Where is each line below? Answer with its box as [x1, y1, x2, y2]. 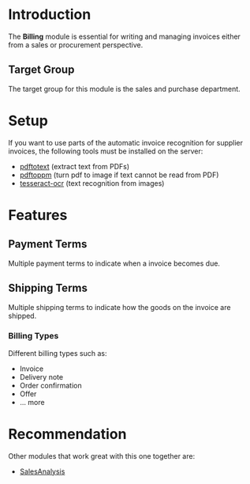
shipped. [8, 311, 37, 320]
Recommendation [8, 425, 127, 443]
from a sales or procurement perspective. [8, 40, 144, 49]
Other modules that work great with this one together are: [8, 451, 196, 460]
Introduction [8, 6, 91, 24]
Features [8, 206, 68, 224]
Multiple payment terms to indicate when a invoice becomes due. [8, 259, 221, 268]
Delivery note [19, 372, 64, 381]
